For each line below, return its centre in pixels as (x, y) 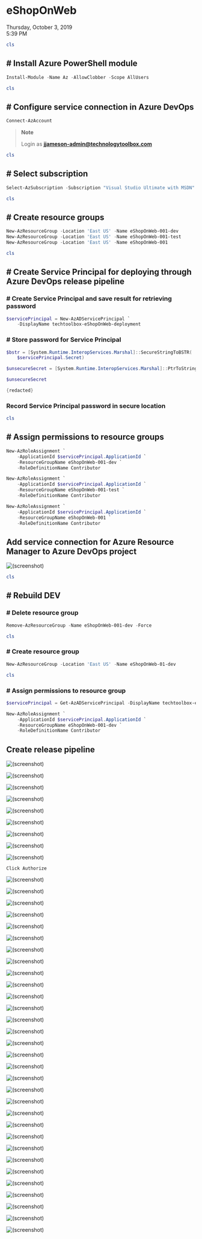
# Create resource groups (55, 217)
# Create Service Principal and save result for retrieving (89, 299)
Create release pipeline (50, 749)
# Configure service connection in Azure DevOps (100, 107)
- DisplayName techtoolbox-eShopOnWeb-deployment (79, 324)
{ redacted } (20, 391)
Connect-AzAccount (29, 121)
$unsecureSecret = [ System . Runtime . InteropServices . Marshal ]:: (87, 369)
